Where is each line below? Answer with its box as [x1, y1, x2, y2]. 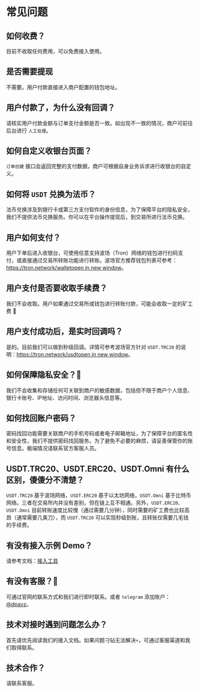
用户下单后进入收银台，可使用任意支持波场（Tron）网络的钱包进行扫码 [6, 250, 178, 257]
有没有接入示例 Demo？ [6, 540, 93, 550]
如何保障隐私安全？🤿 [6, 370, 82, 380]
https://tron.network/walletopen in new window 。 [6, 264, 127, 272]
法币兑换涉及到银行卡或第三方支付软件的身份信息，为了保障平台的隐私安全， [6, 206, 193, 213]
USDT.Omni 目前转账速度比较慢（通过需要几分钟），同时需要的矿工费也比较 [6, 506, 185, 514]
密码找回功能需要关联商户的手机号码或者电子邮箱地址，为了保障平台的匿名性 [6, 430, 193, 437]
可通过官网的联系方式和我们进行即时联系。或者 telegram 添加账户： [6, 593, 171, 600]
